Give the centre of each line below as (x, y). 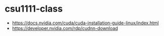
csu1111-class (34, 9)
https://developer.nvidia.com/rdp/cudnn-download (65, 28)
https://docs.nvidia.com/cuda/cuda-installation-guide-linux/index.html (85, 23)
